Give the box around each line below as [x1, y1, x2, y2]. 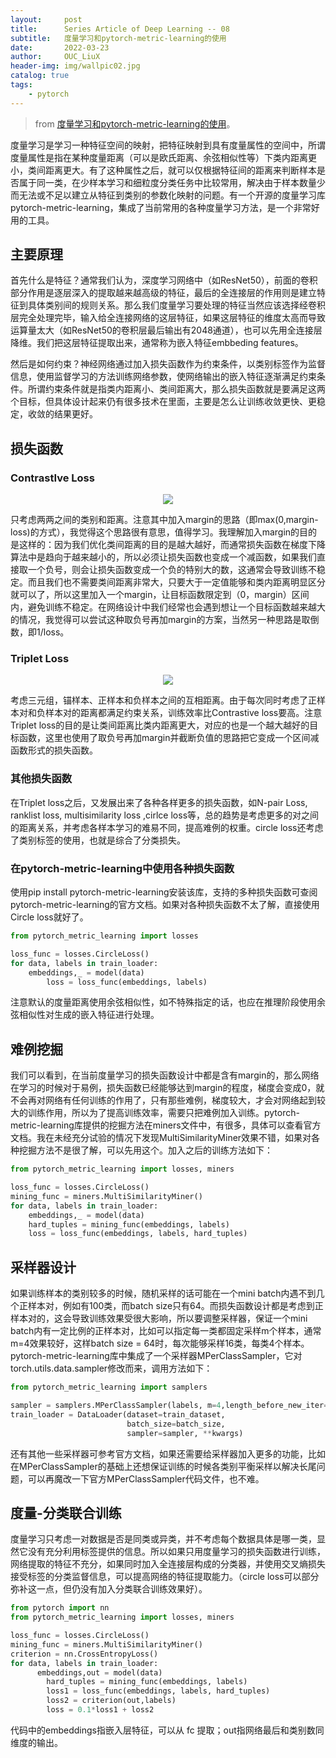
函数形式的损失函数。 [10, 744, 98, 756]
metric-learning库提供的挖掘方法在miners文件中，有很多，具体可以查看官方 [10, 1119, 322, 1131]
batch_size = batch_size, [126, 1419, 226, 1429]
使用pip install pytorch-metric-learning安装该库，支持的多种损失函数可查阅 [10, 886, 318, 898]
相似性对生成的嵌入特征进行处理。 [18, 1009, 160, 1021]
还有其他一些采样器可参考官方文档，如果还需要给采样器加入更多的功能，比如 [10, 1447, 326, 1460]
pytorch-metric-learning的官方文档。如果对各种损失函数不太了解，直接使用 [10, 899, 320, 911]
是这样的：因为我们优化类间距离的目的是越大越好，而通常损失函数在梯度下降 [10, 539, 326, 551]
